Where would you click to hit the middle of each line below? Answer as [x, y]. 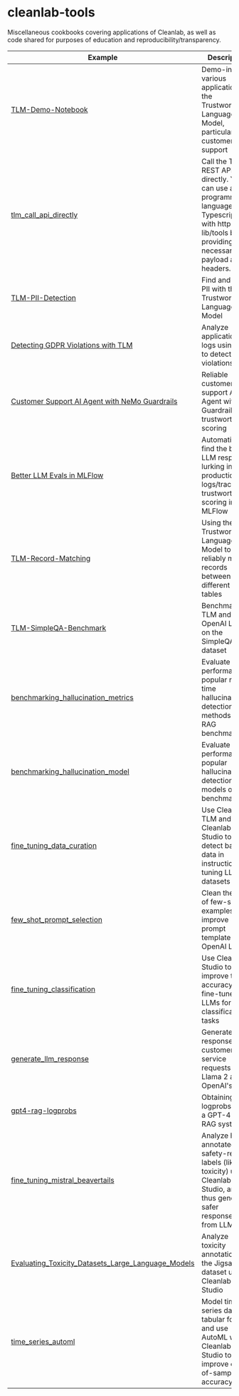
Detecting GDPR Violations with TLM [72, 345]
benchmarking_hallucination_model [70, 772]
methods [216, 715]
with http [216, 223]
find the [214, 448]
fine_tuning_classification [53, 989]
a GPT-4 [216, 1115]
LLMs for [216, 1002]
